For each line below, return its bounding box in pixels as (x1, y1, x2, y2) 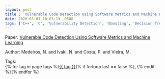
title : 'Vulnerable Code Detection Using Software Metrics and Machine (5, 12, 157, 17)
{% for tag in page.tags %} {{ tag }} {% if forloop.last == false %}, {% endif (5, 64, 155, 70)
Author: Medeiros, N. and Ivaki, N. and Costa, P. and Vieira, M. (5, 49, 131, 55)
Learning (5, 40, 24, 46)
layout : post (5, 7, 32, 12)
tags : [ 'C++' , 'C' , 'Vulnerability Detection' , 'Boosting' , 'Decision (5, 21, 153, 26)
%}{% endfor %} (5, 69, 39, 75)
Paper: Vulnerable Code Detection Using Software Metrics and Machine (5, 34, 151, 40)
